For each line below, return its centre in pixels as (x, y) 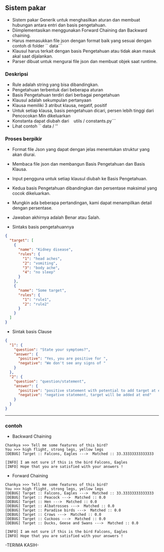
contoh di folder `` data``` (37, 45)
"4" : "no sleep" (39, 272)
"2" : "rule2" (36, 304)
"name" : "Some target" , (42, 290)
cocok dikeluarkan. (31, 193)
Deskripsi (17, 74)
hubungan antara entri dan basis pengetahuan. (59, 25)
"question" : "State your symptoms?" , (52, 350)
